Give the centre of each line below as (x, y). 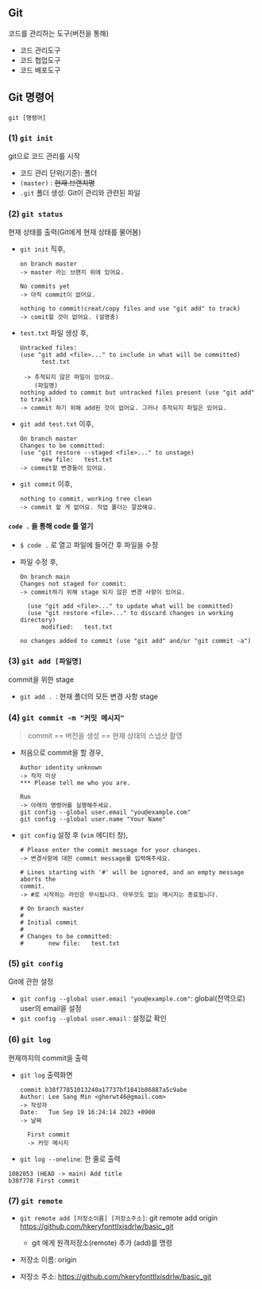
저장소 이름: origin (48, 1260)
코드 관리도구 (40, 50)
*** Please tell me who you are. (75, 783)
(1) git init (31, 137)
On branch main (45, 577)
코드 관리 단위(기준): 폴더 (58, 172)
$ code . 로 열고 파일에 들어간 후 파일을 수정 (89, 545)
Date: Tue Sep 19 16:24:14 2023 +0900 (87, 1112)
